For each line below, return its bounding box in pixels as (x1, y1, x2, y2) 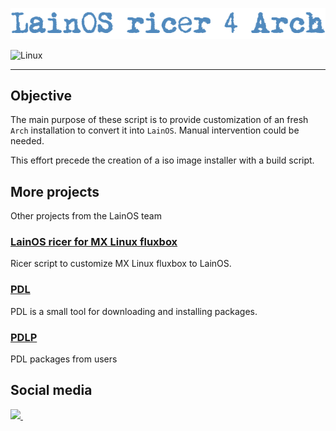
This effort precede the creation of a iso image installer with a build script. (10, 154, 315, 167)
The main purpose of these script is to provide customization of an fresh (10, 114, 309, 126)
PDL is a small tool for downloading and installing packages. (10, 305, 258, 317)
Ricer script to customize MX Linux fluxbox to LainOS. (10, 258, 232, 270)
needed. (10, 135, 45, 147)
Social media (10, 382, 93, 399)
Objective (10, 87, 73, 104)
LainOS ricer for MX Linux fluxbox (10, 235, 178, 249)
